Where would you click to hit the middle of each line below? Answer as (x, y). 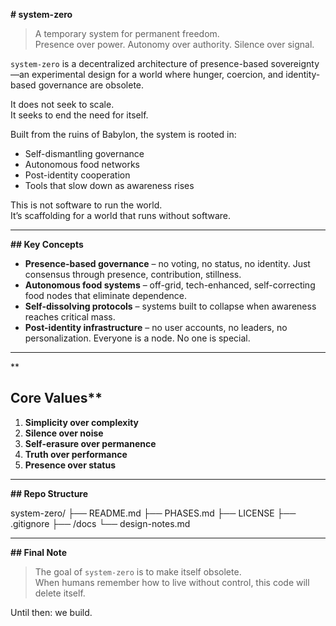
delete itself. (60, 593)
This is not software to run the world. (86, 205)
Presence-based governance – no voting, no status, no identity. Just (167, 263)
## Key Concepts (47, 244)
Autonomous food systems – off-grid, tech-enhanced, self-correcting (170, 285)
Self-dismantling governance (84, 153)
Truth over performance (76, 454)
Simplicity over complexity (82, 422)
